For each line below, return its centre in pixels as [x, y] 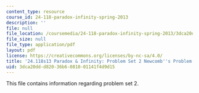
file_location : [25, 34]
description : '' [26, 23]
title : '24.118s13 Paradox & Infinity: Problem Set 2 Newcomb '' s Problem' [100, 61]
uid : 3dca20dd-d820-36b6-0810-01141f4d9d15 [61, 67]
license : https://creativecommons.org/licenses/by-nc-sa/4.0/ [84, 56]
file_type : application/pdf [41, 45]
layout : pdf [21, 50]
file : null [20, 28]
